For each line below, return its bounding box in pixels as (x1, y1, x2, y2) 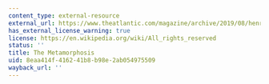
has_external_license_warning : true (8, 26, 130, 34)
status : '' (8, 42, 45, 50)
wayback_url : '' (8, 64, 62, 72)
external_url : (8, 19, 56, 27)
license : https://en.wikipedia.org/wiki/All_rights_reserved (8, 34, 217, 42)
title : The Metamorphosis (8, 49, 94, 57)
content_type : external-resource (8, 11, 120, 20)
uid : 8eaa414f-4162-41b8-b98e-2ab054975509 (8, 57, 156, 65)
